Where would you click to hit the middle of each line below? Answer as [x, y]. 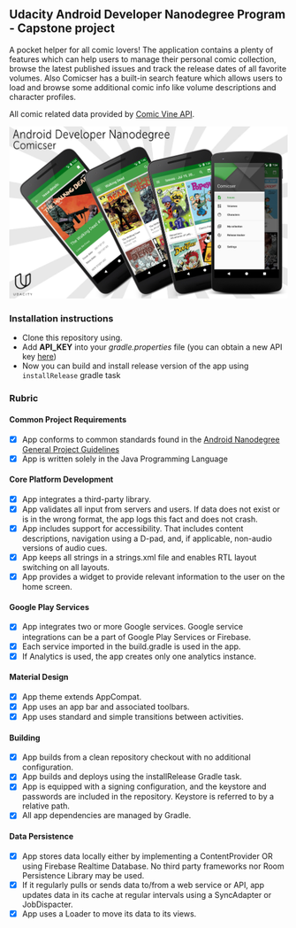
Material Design [39, 677]
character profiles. [43, 97]
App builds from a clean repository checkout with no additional [137, 757]
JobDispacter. [47, 904]
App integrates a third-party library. [87, 499]
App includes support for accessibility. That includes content [133, 529]
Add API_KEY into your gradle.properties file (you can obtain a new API [152, 347]
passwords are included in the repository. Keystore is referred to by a [148, 797]
